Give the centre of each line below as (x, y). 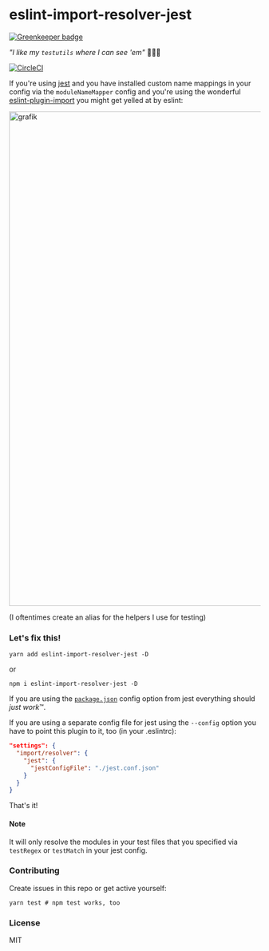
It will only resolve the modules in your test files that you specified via (123, 842)
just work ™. (28, 707)
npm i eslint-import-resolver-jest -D (73, 684)
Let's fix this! (35, 638)
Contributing (34, 870)
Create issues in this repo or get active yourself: (88, 888)
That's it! (24, 806)
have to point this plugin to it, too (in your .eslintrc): (93, 731)
